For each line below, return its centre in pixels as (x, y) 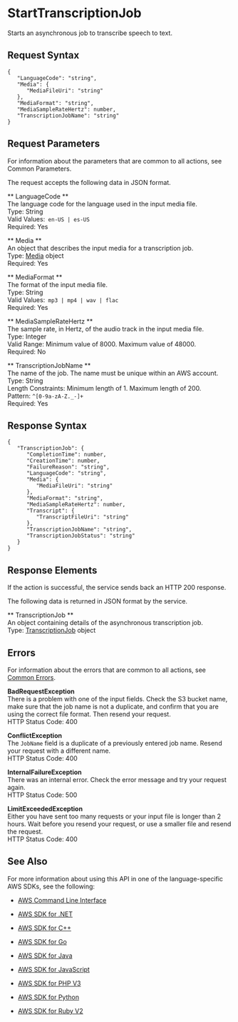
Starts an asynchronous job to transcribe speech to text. (90, 33)
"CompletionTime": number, (66, 455)
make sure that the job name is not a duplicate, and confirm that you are (113, 706)
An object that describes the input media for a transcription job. (100, 248)
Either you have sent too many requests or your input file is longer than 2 (114, 816)
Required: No (27, 351)
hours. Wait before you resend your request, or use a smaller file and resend (119, 824)
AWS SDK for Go (42, 941)
